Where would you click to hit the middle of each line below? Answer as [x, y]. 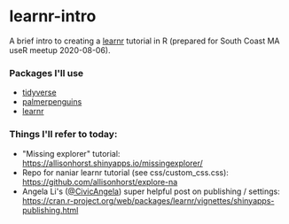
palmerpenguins [52, 102]
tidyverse [39, 93]
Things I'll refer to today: [63, 135]
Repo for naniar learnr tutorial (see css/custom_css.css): [125, 172]
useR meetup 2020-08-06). [60, 50]
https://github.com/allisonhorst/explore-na [100, 182]
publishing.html [50, 210]
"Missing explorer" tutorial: [71, 153]
